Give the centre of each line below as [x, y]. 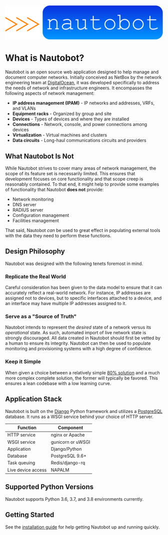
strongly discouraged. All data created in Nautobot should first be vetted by [83, 338]
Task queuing [21, 463]
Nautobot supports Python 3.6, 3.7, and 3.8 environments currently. [74, 499]
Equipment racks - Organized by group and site [62, 114]
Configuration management [41, 215]
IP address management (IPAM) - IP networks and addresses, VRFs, [83, 103]
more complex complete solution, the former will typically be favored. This [82, 378]
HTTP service [21, 435]
